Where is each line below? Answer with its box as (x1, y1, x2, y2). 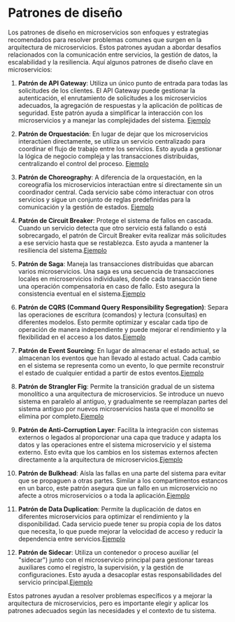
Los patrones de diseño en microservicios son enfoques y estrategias (8, 28, 209, 36)
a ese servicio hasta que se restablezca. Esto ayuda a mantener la (17, 238, 209, 247)
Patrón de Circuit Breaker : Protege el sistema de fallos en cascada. (17, 216, 213, 225)
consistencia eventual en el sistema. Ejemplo (17, 289, 146, 298)
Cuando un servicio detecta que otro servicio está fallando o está (17, 223, 207, 232)
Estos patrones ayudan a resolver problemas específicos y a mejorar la (8, 591, 213, 600)
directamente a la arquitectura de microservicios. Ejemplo (17, 455, 183, 464)
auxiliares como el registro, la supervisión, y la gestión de (17, 562, 184, 572)
